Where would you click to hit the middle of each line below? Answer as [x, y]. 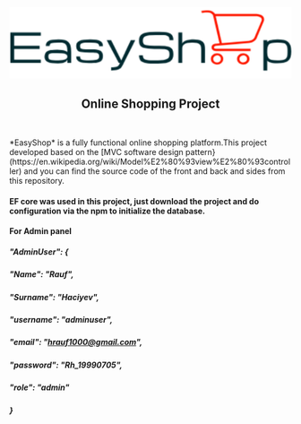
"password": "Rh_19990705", [66, 365]
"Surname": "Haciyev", [55, 297]
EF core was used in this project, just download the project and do [134, 201]
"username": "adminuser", [61, 320]
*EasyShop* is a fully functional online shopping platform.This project [138, 143]
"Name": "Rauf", [42, 274]
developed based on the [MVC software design [96, 152]
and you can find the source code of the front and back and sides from [155, 171]
